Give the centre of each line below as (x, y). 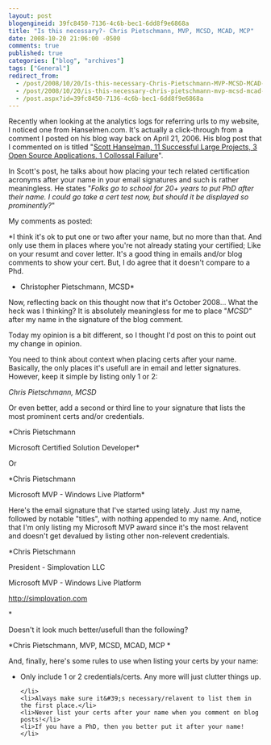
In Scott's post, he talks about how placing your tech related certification (129, 171)
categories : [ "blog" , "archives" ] (67, 61)
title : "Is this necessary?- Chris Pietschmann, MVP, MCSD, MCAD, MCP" (131, 31)
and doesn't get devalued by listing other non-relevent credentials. (119, 536)
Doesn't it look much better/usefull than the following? (98, 630)
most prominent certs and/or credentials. (77, 416)
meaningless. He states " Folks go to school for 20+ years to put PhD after (131, 188)
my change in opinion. (45, 344)
